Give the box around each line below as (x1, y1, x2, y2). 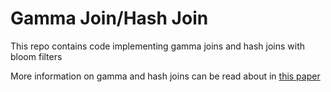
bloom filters (10, 50, 63, 62)
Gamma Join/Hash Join (10, 7, 209, 30)
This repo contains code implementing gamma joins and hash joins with (10, 40, 306, 52)
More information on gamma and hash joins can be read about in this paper (10, 70, 321, 82)
